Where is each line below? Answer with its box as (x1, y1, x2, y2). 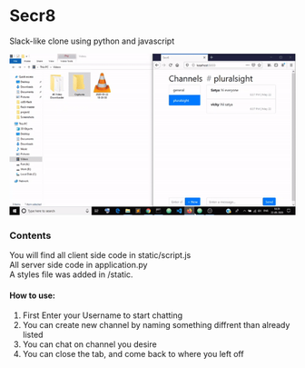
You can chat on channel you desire (22, 339, 157, 350)
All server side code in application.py (9, 260, 148, 271)
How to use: (9, 290, 56, 301)
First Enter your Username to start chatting (22, 310, 183, 321)
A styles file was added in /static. (9, 269, 133, 280)
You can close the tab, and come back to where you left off (22, 349, 244, 360)
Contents (9, 229, 52, 242)
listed (22, 329, 44, 341)
